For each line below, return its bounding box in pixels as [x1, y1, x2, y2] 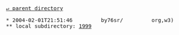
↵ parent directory [5, 5, 64, 11]
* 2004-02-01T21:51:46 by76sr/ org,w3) [5, 17, 174, 23]
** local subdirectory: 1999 [5, 23, 92, 29]
